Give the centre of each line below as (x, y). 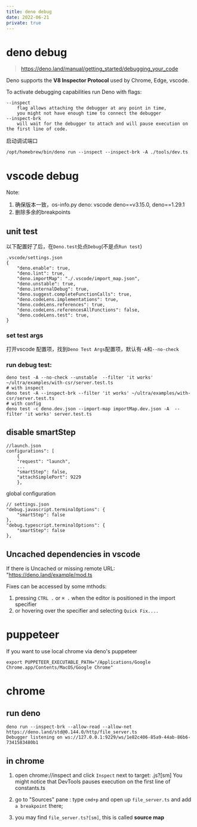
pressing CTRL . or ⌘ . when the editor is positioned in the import (95, 598)
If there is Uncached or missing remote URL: (61, 568)
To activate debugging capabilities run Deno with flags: (74, 92)
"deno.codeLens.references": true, (61, 305)
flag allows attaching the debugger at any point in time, (92, 108)
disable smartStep (41, 433)
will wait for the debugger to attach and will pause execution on (102, 124)
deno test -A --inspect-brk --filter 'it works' (68, 393)
